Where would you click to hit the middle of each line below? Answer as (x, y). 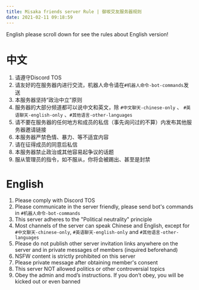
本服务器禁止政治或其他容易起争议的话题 (64, 152)
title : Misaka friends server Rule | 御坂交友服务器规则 (74, 12)
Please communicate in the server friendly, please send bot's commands (104, 207)
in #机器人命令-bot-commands (48, 213)
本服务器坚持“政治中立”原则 (48, 100)
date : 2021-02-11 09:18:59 (40, 17)
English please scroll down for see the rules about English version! (87, 34)
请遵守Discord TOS (38, 77)
